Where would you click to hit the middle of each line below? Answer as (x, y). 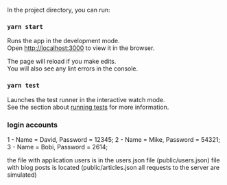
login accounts (33, 125)
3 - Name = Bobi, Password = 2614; (58, 147)
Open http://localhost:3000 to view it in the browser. (81, 48)
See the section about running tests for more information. (88, 107)
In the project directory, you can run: (59, 10)
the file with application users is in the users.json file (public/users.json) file (114, 160)
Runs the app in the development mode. (63, 41)
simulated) (22, 175)
